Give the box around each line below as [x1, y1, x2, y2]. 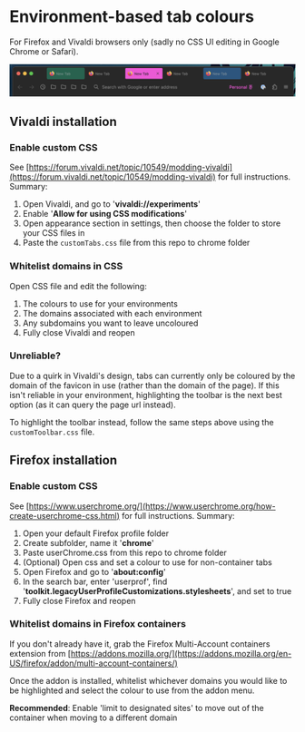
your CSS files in [22, 228, 85, 239]
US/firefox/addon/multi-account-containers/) [9, 658, 179, 669]
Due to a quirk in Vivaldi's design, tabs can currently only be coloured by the [9, 370, 296, 381]
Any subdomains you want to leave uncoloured [22, 317, 199, 328]
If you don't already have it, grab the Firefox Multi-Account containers [9, 638, 271, 649]
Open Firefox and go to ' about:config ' [22, 566, 166, 577]
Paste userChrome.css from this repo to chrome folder [22, 547, 227, 558]
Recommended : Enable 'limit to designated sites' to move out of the [9, 702, 265, 713]
